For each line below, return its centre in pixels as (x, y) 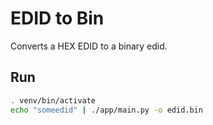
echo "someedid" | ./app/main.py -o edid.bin (106, 110)
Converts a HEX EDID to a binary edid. (89, 46)
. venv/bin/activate (53, 100)
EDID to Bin (57, 18)
